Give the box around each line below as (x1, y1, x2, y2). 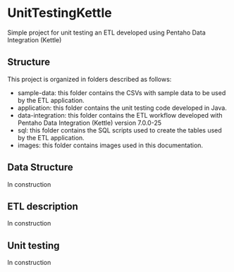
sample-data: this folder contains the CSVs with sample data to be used (17, 88, 226, 97)
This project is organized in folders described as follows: (7, 75, 172, 83)
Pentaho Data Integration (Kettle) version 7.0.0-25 (17, 118, 162, 127)
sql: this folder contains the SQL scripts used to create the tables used (17, 125, 222, 135)
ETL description (7, 200, 79, 212)
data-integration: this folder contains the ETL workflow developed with (17, 111, 223, 119)
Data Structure (7, 161, 74, 173)
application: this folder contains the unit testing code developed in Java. (17, 104, 227, 112)
